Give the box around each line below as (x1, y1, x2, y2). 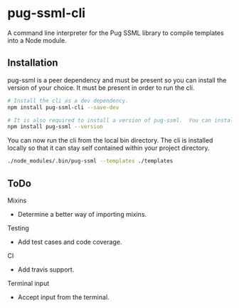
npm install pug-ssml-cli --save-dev (7, 103, 119, 111)
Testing (7, 223, 30, 232)
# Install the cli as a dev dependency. (7, 97, 129, 104)
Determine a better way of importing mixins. (17, 210, 147, 218)
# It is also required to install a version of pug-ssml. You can (7, 116, 212, 124)
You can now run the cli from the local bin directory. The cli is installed (7, 136, 213, 145)
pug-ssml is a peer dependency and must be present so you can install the (7, 76, 227, 84)
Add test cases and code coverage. (17, 237, 122, 246)
